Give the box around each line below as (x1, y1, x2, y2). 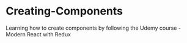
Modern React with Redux (5, 30, 71, 38)
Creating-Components (5, 4, 123, 18)
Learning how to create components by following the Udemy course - (5, 24, 182, 31)
